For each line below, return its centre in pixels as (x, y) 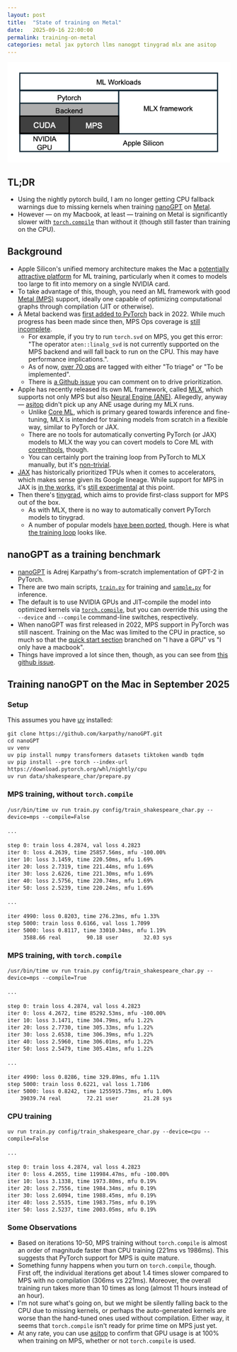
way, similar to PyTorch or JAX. (74, 427)
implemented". (49, 374)
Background (35, 252)
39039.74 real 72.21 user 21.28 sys (96, 1098)
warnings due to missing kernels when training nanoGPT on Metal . (115, 206)
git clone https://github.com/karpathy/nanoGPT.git (85, 734)
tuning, (39, 419)
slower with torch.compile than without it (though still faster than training (124, 222)
